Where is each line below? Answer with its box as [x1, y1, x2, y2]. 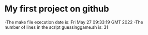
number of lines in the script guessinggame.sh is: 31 [4, 24, 108, 30]
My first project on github [4, 3, 109, 14]
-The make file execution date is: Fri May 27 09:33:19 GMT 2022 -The [4, 19, 144, 25]
